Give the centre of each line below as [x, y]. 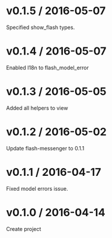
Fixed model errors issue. [37, 188]
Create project [24, 229]
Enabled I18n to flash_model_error [47, 67]
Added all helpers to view [37, 108]
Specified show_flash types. [41, 27]
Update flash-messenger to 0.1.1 [45, 148]
